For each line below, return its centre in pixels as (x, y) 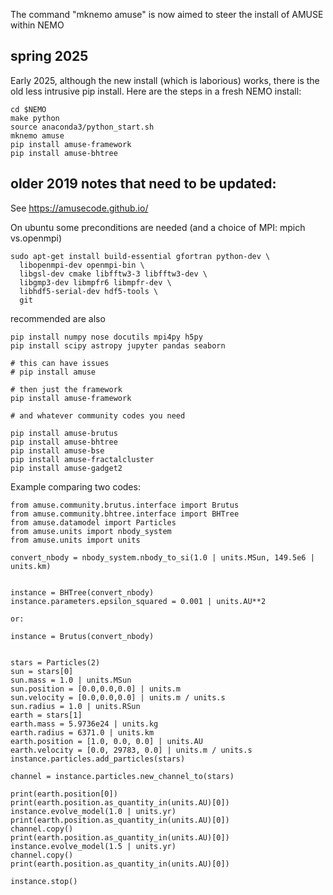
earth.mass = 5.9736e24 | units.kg (84, 724)
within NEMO (37, 25)
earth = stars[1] (46, 715)
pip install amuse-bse (57, 450)
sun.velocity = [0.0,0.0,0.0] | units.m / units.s (118, 697)
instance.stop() (44, 881)
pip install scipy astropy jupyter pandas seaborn (118, 345)
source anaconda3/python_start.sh (82, 127)
